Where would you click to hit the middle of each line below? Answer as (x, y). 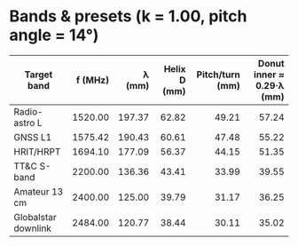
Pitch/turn (219, 75)
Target (39, 75)
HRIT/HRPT (37, 151)
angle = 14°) (54, 35)
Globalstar (35, 217)
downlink (32, 228)
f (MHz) (93, 80)
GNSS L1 (33, 137)
